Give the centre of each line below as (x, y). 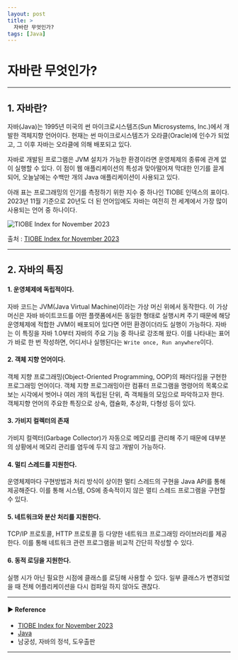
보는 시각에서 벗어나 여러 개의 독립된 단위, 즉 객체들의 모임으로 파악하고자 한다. (116, 394)
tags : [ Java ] (27, 34)
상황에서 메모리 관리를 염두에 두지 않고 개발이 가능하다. (90, 447)
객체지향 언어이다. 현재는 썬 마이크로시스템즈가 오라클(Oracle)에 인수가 (118, 135)
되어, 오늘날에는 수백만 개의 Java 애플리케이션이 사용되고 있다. (93, 177)
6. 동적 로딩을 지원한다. (39, 560)
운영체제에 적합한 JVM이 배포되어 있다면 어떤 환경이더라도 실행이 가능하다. (110, 324)
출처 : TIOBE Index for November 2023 (63, 239)
